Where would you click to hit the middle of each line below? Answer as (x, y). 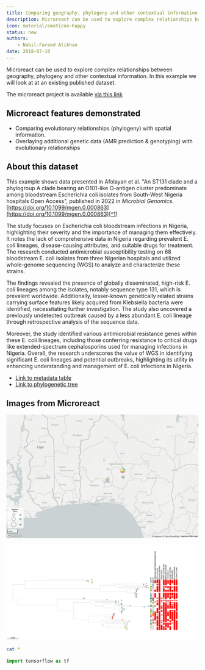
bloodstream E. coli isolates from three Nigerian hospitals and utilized (94, 258)
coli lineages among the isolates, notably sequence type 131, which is (94, 289)
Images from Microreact (53, 403)
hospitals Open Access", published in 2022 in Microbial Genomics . (90, 201)
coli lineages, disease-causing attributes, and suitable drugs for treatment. (100, 245)
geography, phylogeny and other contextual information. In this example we (101, 76)
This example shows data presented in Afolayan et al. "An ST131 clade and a (102, 181)
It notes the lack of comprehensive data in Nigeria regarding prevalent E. (98, 238)
